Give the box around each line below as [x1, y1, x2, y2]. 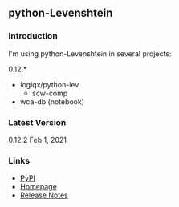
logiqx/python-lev [19, 79, 79, 89]
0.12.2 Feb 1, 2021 [8, 135, 67, 144]
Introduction [8, 30, 58, 42]
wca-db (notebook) [19, 96, 85, 107]
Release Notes [19, 190, 68, 200]
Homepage [19, 182, 58, 192]
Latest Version [8, 116, 67, 128]
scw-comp [31, 88, 68, 98]
